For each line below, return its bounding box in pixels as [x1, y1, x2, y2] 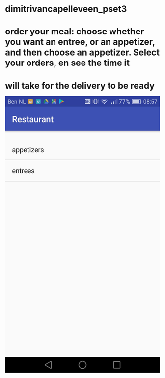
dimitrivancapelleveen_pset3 [5, 3, 127, 15]
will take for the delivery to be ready [5, 80, 155, 91]
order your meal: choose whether [5, 26, 144, 37]
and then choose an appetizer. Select [5, 47, 160, 58]
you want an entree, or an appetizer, [5, 36, 155, 48]
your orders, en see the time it [5, 58, 130, 68]
